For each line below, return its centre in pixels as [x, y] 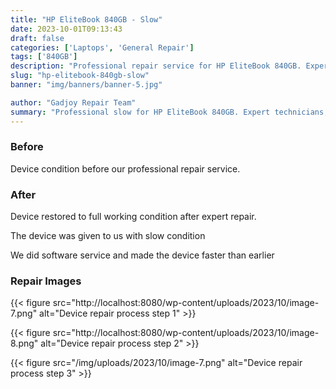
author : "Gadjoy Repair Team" [73, 102]
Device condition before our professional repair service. [125, 168]
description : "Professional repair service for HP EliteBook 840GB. [156, 66]
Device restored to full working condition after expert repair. [133, 217]
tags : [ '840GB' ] [44, 57]
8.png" [24, 343]
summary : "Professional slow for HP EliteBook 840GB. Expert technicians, [169, 112]
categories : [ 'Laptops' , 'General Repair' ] [102, 47]
